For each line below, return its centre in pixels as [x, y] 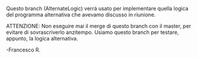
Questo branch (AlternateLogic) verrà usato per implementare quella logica [97, 8]
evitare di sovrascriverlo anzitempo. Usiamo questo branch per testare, [93, 32]
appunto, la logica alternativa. [42, 38]
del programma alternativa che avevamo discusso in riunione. [81, 15]
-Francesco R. [23, 50]
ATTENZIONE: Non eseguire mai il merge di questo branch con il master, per [99, 26]
